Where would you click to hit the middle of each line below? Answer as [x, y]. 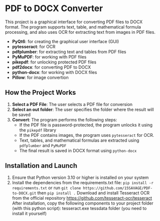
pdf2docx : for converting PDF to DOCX [51, 67]
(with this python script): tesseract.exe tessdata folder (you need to [79, 208]
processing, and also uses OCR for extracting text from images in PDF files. [80, 32]
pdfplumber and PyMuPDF [43, 145]
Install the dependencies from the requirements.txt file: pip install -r [83, 182]
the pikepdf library [38, 130]
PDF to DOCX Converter [54, 8]
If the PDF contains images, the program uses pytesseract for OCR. [87, 135]
